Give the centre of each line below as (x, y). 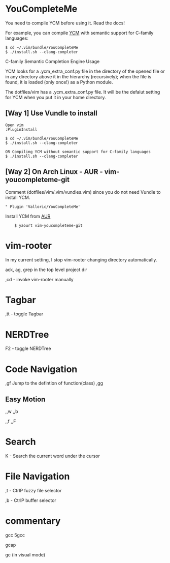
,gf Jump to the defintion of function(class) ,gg (54, 383)
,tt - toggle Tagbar (24, 314)
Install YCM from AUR (28, 216)
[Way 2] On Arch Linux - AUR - (54, 172)
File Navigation (38, 477)
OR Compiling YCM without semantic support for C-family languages (78, 152)
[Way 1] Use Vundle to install (51, 113)
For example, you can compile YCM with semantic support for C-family (79, 33)
